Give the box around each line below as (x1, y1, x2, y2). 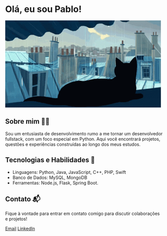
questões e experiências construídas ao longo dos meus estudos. (5, 141, 141, 147)
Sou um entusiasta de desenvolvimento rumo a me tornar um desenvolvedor (5, 130, 163, 136)
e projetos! (5, 216, 27, 222)
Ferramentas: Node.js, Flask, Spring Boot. (12, 179, 98, 186)
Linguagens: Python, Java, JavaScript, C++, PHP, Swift (12, 169, 126, 175)
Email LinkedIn (5, 225, 35, 231)
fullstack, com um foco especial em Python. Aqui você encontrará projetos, (5, 136, 160, 142)
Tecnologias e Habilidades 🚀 (5, 156, 95, 164)
